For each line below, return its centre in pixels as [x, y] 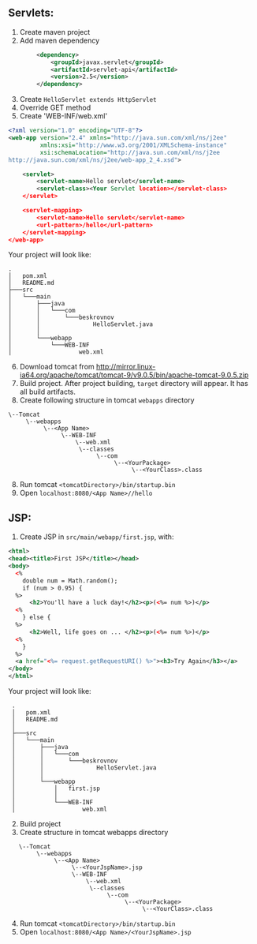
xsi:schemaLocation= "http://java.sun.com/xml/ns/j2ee [130, 152]
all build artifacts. [48, 392]
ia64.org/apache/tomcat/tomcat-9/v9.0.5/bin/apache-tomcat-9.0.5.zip [134, 375]
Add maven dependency [60, 40]
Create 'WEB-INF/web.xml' [63, 116]
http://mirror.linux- [126, 367]
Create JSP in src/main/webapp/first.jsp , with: [97, 537]
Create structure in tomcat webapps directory [94, 832]
